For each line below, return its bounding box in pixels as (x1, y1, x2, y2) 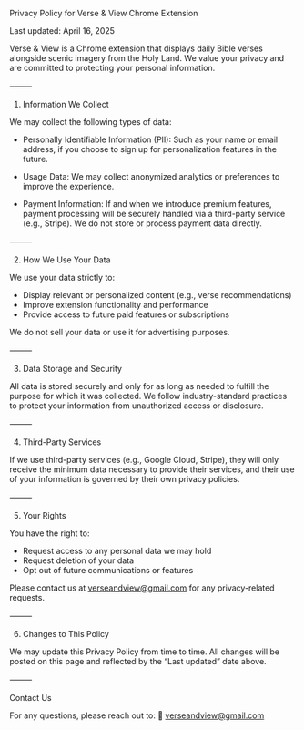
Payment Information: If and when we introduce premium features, (22, 199, 272, 209)
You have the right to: (9, 528, 90, 539)
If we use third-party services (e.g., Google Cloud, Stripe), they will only (9, 455, 279, 465)
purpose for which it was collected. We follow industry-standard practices (9, 391, 288, 401)
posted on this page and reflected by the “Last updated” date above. (9, 656, 267, 666)
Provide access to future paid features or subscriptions (22, 309, 230, 320)
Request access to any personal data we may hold (22, 546, 212, 556)
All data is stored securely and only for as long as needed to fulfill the (9, 381, 269, 391)
